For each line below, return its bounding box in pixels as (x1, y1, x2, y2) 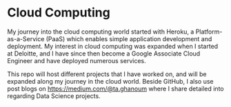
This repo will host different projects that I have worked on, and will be (7, 70, 207, 78)
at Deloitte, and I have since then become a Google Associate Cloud (7, 49, 201, 58)
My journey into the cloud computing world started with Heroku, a (7, 27, 194, 36)
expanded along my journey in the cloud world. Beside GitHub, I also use (7, 77, 214, 85)
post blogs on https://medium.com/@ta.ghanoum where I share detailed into (7, 84, 224, 93)
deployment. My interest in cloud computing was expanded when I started (7, 42, 219, 50)
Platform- (195, 27, 223, 36)
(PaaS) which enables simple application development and (46, 34, 212, 43)
